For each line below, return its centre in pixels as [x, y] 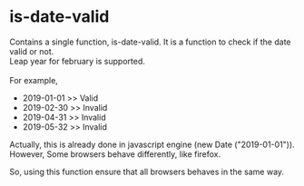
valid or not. [32, 51]
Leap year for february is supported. [77, 61]
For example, [34, 80]
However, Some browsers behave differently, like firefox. [115, 154]
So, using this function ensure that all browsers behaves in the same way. [147, 171]
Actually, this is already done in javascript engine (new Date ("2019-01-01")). [152, 144]
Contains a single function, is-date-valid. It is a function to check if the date [150, 42]
